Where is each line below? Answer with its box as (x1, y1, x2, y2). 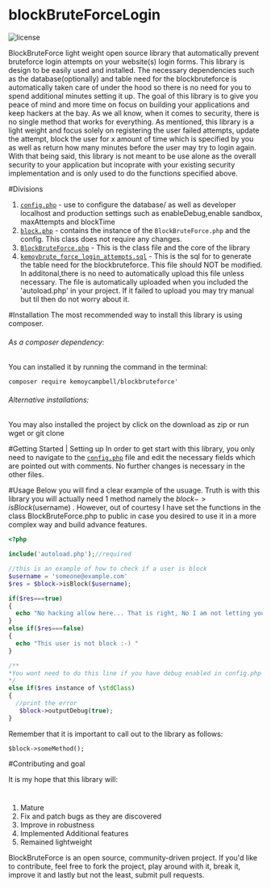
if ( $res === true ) (8, 594, 63, 603)
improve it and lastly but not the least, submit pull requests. (8, 869, 205, 879)
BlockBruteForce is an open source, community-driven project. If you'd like (8, 852, 258, 862)
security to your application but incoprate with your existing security (8, 159, 236, 169)
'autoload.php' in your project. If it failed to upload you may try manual (19, 285, 254, 295)
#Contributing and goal (8, 759, 85, 768)
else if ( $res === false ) (8, 624, 85, 632)
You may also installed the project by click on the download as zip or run (8, 420, 249, 429)
